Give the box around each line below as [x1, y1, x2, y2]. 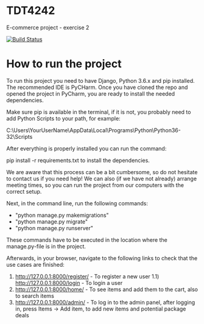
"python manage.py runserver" [15, 224, 93, 231]
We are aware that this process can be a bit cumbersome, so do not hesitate [6, 168, 198, 175]
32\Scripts [6, 133, 33, 140]
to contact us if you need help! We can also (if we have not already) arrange [6, 175, 197, 182]
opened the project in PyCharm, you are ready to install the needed [6, 90, 175, 97]
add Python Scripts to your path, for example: [6, 114, 121, 122]
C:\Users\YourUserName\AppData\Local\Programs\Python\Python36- [6, 126, 181, 134]
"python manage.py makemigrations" [15, 211, 109, 219]
